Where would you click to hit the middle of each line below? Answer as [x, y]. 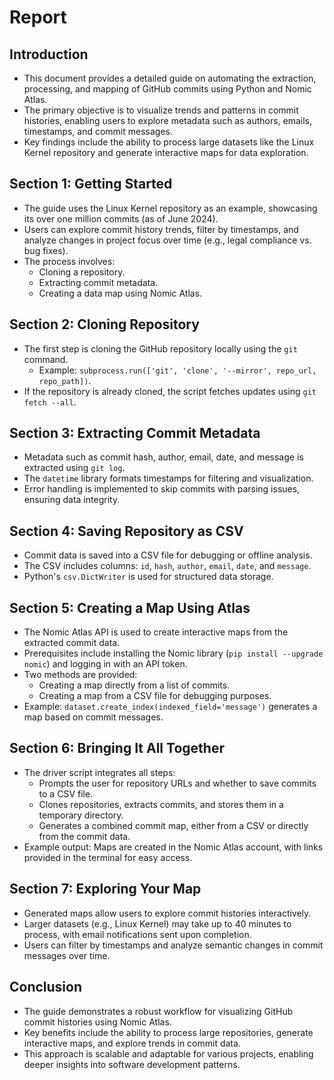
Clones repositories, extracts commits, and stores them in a [161, 804]
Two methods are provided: [80, 675]
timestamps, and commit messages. [98, 131]
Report [38, 17]
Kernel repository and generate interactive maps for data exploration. [166, 152]
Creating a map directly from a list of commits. [134, 685]
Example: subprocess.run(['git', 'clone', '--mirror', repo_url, [177, 370]
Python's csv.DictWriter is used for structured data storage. [148, 577]
